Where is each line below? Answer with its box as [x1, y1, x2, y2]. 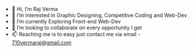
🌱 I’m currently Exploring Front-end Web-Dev [11, 18, 121, 25]
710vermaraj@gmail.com [11, 39, 72, 46]
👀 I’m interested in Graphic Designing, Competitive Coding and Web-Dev [11, 12, 188, 19]
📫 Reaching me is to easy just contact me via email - [11, 31, 141, 37]
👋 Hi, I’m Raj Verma [11, 6, 58, 12]
